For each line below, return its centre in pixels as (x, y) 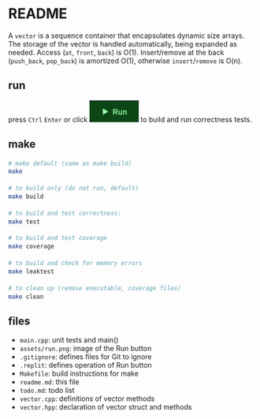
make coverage (32, 247)
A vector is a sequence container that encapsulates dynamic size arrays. (126, 36)
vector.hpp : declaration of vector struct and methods (106, 407)
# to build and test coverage (58, 238)
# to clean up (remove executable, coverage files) (95, 288)
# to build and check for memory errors (76, 264)
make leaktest (32, 271)
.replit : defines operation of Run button (85, 365)
